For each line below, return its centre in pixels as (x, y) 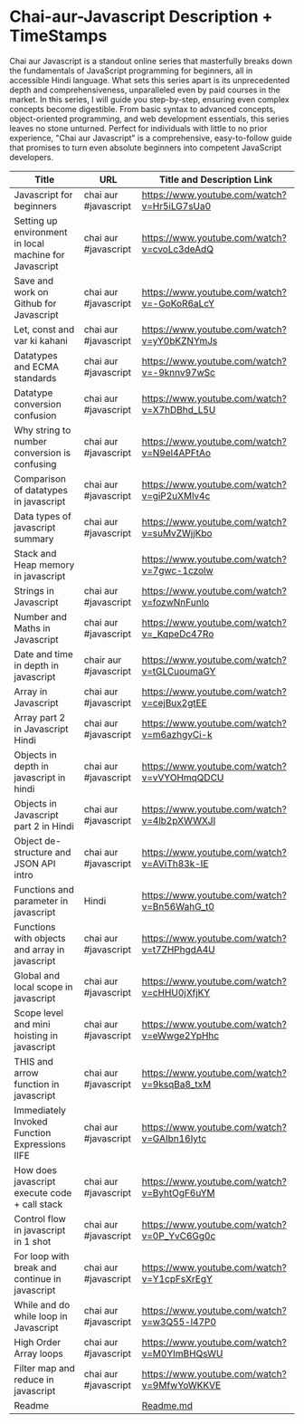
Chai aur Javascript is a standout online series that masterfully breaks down (151, 61)
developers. (32, 157)
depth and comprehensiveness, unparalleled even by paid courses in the (145, 90)
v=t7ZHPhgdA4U (178, 950)
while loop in (41, 1316)
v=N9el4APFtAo (176, 453)
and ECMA (37, 367)
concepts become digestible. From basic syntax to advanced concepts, (142, 109)
